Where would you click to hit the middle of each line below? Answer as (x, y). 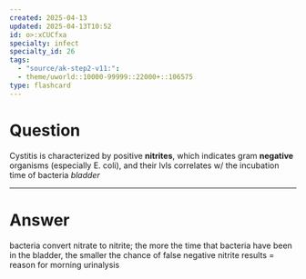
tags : (20, 60)
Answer (40, 220)
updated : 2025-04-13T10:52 (61, 26)
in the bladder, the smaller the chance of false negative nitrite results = (142, 254)
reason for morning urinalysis (65, 264)
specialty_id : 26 (42, 52)
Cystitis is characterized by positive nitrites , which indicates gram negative (152, 155)
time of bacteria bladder (55, 174)
